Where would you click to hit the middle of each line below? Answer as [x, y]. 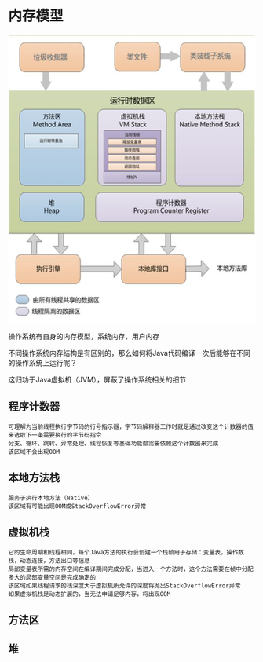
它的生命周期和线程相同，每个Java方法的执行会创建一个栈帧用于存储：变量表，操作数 [126, 552]
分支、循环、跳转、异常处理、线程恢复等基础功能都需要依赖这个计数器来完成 [113, 443]
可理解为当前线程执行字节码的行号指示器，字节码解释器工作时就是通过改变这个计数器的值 [131, 426]
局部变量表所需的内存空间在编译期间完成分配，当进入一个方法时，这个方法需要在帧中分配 [131, 569]
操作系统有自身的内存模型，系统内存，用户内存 [84, 336]
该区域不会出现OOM [34, 452]
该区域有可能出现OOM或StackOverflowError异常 [77, 506]
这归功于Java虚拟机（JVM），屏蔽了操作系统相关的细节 [97, 380]
